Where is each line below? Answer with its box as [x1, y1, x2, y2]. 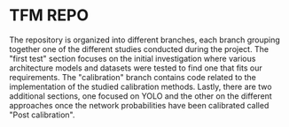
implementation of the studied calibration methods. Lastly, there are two [9, 81, 272, 92]
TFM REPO [9, 5, 89, 26]
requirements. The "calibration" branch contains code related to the [9, 71, 257, 82]
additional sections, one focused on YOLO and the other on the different [9, 90, 272, 101]
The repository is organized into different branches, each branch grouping [9, 34, 281, 45]
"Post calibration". [9, 109, 75, 120]
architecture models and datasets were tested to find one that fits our [9, 63, 263, 73]
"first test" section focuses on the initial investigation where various [9, 53, 256, 63]
